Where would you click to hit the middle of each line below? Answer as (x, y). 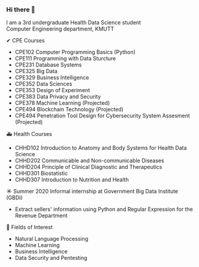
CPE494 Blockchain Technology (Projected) (69, 110)
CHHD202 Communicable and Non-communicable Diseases (90, 160)
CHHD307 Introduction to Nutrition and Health (72, 180)
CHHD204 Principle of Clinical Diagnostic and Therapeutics (88, 167)
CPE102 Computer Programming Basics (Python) (75, 52)
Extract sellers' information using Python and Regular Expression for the (104, 210)
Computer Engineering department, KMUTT (60, 29)
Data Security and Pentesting (51, 258)
